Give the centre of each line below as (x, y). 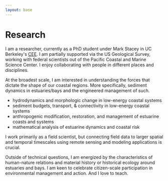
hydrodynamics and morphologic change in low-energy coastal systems (87, 100)
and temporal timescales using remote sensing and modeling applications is (83, 142)
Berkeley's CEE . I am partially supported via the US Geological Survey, (78, 54)
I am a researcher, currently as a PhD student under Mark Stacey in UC (78, 49)
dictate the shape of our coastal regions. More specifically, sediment (76, 85)
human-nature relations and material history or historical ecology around (80, 162)
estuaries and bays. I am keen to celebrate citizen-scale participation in (79, 168)
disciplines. (17, 70)
